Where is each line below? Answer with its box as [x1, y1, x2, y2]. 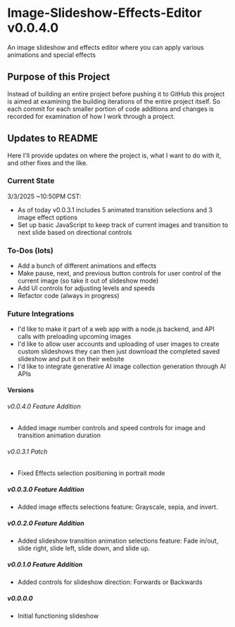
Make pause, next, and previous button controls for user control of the [17, 269, 222, 278]
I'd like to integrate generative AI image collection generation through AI [17, 362, 227, 370]
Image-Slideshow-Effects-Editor [7, 5, 203, 21]
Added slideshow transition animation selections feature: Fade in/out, [17, 536, 219, 545]
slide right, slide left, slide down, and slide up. [17, 544, 151, 552]
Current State [7, 176, 55, 186]
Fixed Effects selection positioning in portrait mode [17, 469, 165, 477]
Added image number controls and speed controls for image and [17, 424, 205, 432]
